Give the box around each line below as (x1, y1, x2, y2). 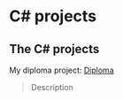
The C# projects (9, 42, 100, 57)
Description (30, 82, 73, 92)
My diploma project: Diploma (9, 65, 114, 75)
